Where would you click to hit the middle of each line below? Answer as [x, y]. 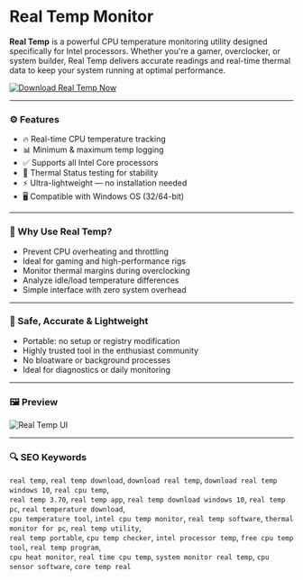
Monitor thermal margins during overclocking [106, 270]
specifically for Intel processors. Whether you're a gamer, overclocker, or [145, 50]
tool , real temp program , [55, 548]
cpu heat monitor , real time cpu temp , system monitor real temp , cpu [139, 557]
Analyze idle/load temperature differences [101, 280]
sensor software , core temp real [70, 566]
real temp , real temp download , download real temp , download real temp [143, 480]
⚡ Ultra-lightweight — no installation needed [105, 183]
